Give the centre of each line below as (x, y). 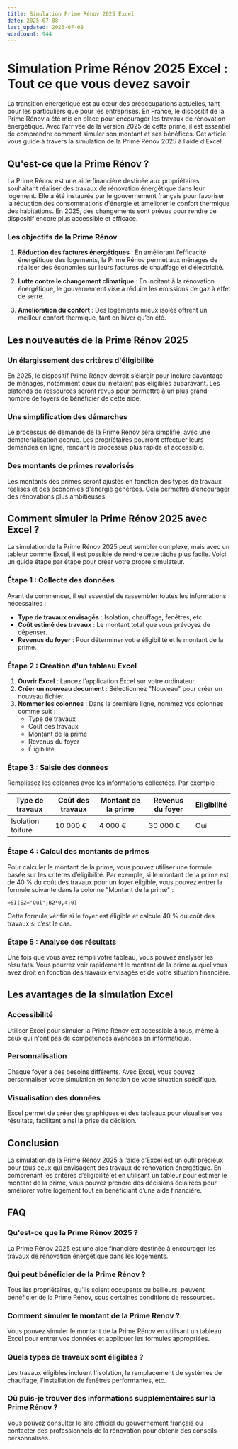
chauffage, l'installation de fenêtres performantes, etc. (87, 1380)
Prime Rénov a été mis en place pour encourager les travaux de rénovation (117, 119)
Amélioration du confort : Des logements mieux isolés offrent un (112, 310)
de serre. (31, 296)
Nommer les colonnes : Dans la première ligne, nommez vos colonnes (120, 703)
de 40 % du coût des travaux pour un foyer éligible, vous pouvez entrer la (115, 882)
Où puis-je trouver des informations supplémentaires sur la (112, 1399)
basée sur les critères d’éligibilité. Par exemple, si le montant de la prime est (118, 874)
